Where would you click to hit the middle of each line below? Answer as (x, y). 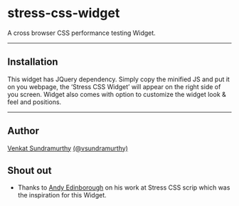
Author (23, 131)
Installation (33, 62)
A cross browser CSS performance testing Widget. (82, 33)
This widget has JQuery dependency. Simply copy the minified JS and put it (118, 79)
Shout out (30, 170)
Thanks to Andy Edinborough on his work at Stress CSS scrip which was (124, 187)
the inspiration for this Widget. (62, 195)
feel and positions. (34, 102)
